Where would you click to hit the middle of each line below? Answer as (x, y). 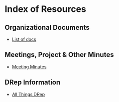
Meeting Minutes (29, 67)
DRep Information (33, 82)
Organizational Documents (47, 27)
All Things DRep (28, 94)
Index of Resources (46, 9)
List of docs (24, 39)
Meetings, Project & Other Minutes (59, 55)
